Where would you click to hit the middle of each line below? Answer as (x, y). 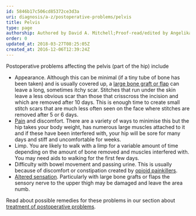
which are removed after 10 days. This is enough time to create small (97, 102)
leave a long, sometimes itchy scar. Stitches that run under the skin (95, 90)
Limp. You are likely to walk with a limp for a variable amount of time (96, 145)
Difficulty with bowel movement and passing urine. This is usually (93, 164)
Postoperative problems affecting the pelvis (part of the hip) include (87, 66)
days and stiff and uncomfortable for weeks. (68, 139)
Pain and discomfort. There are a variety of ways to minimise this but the (102, 121)
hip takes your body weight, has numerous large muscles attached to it (100, 127)
